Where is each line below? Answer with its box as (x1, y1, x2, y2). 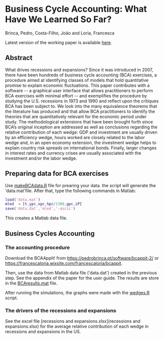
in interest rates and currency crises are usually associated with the (5, 150, 141, 156)
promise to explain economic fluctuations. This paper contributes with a (5, 82, 150, 88)
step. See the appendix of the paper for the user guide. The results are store (5, 275, 159, 281)
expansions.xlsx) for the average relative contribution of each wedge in (5, 323, 149, 329)
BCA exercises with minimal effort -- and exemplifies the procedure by (5, 93, 147, 98)
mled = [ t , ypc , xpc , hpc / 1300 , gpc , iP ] (5, 202, 82, 207)
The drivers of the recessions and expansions (5, 307, 117, 314)
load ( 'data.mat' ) (5, 197, 41, 202)
